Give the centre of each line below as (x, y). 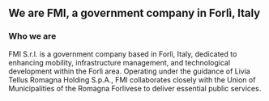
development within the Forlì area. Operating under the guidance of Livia (130, 71)
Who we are (32, 36)
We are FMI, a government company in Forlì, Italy (134, 13)
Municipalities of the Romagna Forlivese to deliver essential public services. (135, 88)
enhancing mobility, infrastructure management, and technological (120, 62)
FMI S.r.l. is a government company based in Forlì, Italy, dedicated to (123, 54)
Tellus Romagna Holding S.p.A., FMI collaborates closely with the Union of (132, 79)
